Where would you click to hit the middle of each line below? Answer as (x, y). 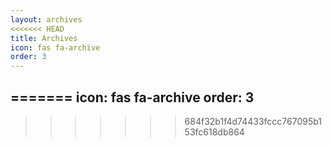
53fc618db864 (214, 132)
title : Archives (44, 38)
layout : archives (46, 19)
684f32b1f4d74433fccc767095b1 (253, 121)
